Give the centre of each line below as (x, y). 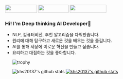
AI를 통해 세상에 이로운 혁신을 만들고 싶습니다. (56, 47)
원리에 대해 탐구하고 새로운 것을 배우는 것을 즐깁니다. (62, 40)
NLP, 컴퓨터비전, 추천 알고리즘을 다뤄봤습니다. (56, 35)
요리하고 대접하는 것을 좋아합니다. (44, 53)
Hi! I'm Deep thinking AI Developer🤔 (48, 23)
